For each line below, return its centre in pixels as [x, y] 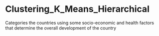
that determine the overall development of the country [61, 28]
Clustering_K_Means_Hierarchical [77, 9]
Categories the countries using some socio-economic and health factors [80, 23]
